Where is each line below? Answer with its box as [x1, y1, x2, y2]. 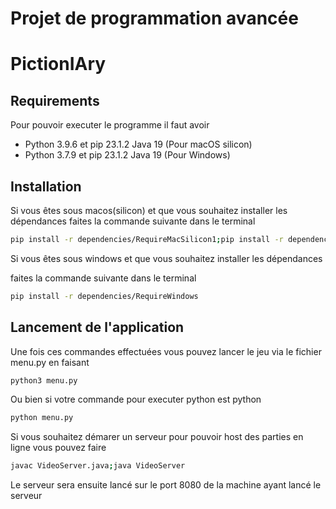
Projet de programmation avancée [10, 7, 299, 30]
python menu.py [10, 413, 74, 423]
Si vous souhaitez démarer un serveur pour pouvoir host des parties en [10, 431, 304, 443]
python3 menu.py [10, 375, 78, 386]
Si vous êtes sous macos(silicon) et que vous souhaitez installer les [10, 205, 288, 216]
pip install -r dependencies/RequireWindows [10, 291, 199, 301]
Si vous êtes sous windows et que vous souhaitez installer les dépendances [10, 252, 323, 264]
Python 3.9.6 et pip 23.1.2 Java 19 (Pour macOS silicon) [24, 138, 253, 151]
